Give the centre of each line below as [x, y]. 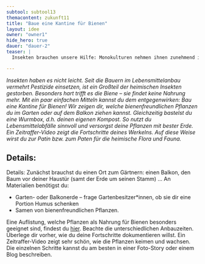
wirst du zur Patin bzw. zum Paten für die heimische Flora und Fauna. [94, 139]
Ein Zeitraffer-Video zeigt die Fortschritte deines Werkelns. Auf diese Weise [101, 132]
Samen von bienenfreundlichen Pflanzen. [67, 210]
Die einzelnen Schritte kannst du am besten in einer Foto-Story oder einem [100, 248]
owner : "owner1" [27, 35]
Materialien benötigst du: [38, 185]
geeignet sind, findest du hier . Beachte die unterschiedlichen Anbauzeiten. [100, 229]
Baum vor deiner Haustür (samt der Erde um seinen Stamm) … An [88, 179]
